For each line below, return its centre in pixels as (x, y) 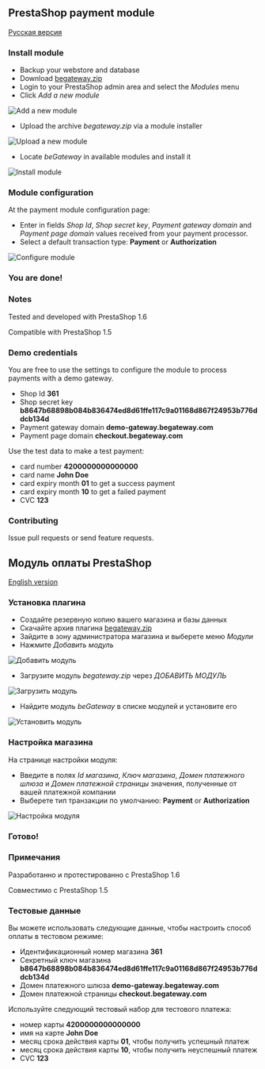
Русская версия (35, 32)
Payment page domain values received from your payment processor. (134, 234)
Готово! (24, 836)
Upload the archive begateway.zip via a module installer (111, 126)
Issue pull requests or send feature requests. (81, 538)
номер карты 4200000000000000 (80, 1025)
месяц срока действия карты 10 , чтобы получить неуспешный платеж (138, 1050)
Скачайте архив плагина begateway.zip (86, 628)
